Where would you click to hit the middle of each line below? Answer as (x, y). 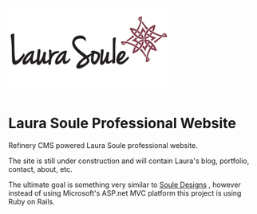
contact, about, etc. (41, 169)
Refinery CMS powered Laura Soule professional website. (103, 145)
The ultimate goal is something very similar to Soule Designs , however (125, 185)
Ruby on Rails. (32, 201)
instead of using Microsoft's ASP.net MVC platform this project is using (125, 193)
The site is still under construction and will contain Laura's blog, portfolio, (129, 161)
